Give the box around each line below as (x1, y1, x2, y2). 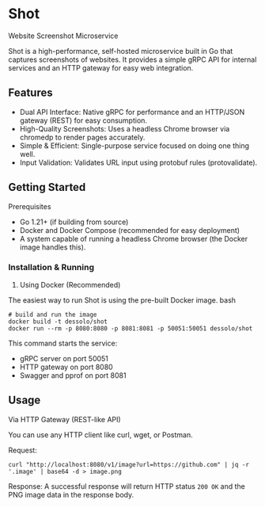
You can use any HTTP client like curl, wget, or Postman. (8, 429, 193, 440)
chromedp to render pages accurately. (19, 132, 146, 142)
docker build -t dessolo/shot (8, 318, 108, 326)
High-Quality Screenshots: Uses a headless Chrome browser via (19, 124, 230, 133)
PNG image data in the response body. (8, 490, 134, 499)
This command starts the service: (8, 338, 118, 348)
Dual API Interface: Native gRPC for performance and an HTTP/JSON (19, 107, 245, 116)
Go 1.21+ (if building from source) (19, 217, 129, 227)
